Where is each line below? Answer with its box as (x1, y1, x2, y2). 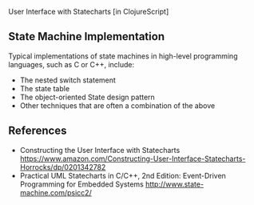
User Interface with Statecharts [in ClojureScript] (8, 7, 169, 16)
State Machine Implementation (8, 30, 165, 43)
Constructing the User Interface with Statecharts (19, 145, 181, 155)
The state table (19, 83, 70, 93)
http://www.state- (145, 179, 204, 189)
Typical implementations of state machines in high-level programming (8, 51, 238, 61)
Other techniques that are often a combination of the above (19, 100, 216, 111)
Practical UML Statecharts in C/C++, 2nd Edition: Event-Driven (19, 171, 226, 180)
